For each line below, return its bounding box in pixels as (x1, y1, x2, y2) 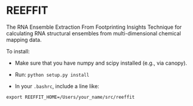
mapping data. (6, 36, 42, 43)
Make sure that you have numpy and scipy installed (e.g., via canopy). (14, 59, 187, 66)
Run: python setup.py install (14, 71, 90, 78)
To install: (6, 47, 30, 54)
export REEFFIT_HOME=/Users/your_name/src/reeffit (6, 94, 135, 100)
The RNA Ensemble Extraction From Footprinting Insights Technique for (6, 23, 182, 31)
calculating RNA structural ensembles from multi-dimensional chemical (6, 29, 181, 37)
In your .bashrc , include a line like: (14, 82, 100, 90)
